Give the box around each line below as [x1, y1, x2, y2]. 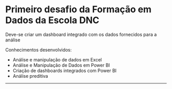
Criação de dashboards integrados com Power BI [12, 68, 117, 74]
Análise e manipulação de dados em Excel [12, 56, 102, 62]
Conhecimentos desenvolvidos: [5, 47, 72, 53]
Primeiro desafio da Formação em [5, 4, 152, 15]
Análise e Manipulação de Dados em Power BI [12, 62, 110, 68]
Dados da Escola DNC [5, 14, 100, 26]
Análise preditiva [12, 73, 49, 79]
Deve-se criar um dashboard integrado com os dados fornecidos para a [5, 31, 157, 37]
